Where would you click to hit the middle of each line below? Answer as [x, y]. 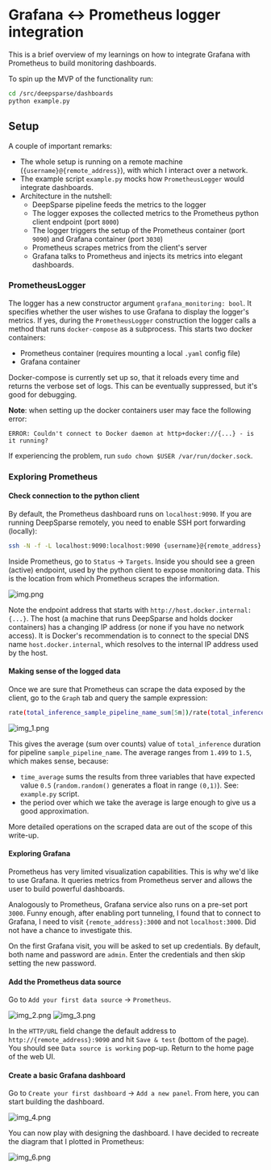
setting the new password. [52, 963]
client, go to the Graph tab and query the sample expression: [108, 698]
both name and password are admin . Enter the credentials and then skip [127, 955]
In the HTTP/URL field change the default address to [92, 1031]
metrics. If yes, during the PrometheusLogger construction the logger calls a [132, 320]
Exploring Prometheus [53, 476]
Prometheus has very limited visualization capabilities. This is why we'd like [134, 872]
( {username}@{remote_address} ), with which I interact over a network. [134, 170]
